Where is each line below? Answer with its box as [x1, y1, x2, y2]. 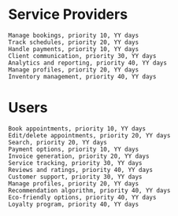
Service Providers [8, 5, 128, 24]
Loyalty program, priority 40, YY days [8, 200, 139, 208]
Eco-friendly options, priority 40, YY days [8, 193, 157, 201]
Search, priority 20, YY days [8, 138, 108, 146]
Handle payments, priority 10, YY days [8, 45, 139, 53]
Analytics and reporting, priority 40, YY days [8, 59, 168, 67]
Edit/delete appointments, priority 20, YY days [8, 131, 171, 139]
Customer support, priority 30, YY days [8, 173, 143, 181]
